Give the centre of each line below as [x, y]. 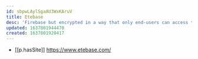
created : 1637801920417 [35, 33]
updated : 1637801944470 [35, 28]
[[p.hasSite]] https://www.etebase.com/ [63, 50]
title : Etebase [25, 17]
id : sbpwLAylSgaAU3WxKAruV [39, 11]
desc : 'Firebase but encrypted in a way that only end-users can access [97, 22]
